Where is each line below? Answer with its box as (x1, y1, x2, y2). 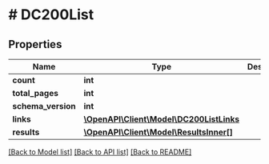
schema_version (12, 101, 76, 111)
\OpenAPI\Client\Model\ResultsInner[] (83, 126, 234, 138)
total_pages (12, 88, 58, 98)
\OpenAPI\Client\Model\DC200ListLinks (83, 114, 240, 125)
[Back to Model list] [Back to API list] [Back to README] (8, 147, 192, 157)
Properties (8, 38, 62, 51)
